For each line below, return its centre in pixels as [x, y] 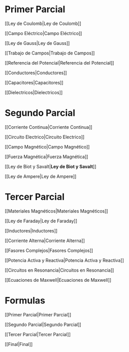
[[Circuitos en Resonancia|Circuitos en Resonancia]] [59, 270]
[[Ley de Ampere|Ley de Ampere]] [41, 176]
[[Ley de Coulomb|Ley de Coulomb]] [43, 23]
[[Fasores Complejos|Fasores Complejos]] [49, 250]
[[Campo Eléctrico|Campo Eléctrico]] [43, 33]
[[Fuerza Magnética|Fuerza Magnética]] [46, 157]
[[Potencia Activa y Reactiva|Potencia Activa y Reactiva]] [64, 260]
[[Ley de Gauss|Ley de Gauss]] [37, 43]
